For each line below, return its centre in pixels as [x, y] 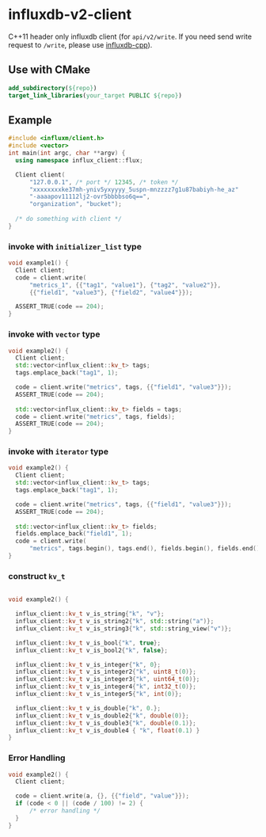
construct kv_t [37, 576]
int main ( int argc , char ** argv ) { [67, 153]
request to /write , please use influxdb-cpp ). [80, 44]
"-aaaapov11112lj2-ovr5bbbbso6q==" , [89, 197]
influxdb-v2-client [70, 15]
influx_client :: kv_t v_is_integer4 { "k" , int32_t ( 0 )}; [106, 687]
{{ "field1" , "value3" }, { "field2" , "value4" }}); [111, 292]
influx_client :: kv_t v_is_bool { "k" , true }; [88, 643]
